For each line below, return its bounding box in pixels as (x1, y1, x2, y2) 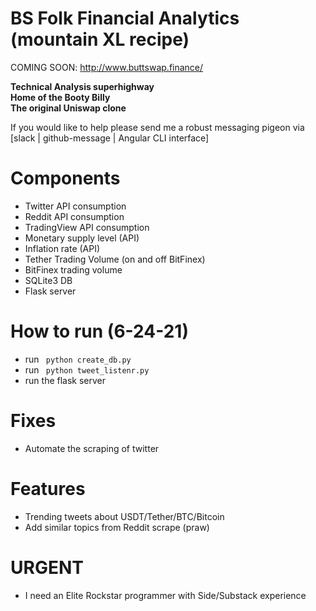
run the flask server (24, 374, 107, 386)
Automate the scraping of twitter (24, 442, 160, 454)
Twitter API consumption (24, 200, 127, 212)
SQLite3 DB (24, 274, 73, 286)
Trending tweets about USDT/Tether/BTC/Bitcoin (24, 510, 225, 522)
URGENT (10, 556, 84, 579)
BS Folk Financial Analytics (10, 7, 240, 30)
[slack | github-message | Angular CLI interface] (10, 132, 210, 144)
